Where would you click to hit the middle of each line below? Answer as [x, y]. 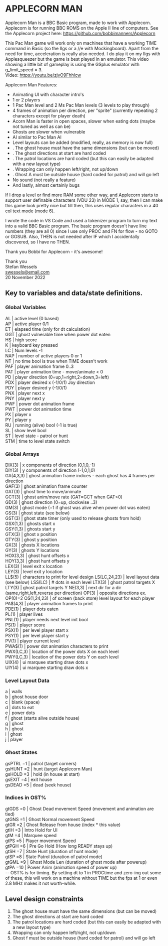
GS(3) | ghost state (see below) [37, 513]
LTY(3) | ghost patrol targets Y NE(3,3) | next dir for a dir [63, 587]
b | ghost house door [27, 697]
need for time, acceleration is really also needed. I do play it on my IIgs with [83, 54]
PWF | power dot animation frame [40, 403]
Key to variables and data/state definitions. [74, 293]
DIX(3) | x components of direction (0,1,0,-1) [50, 465]
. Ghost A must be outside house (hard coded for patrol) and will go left [86, 174]
